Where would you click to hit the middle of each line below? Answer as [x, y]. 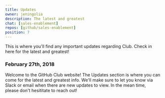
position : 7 [17, 32]
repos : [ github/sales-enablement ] [41, 28]
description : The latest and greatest [45, 19]
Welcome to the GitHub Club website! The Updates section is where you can [83, 75]
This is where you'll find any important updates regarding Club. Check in [79, 46]
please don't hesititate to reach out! [41, 91]
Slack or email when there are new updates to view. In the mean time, [76, 85]
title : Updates [21, 10]
